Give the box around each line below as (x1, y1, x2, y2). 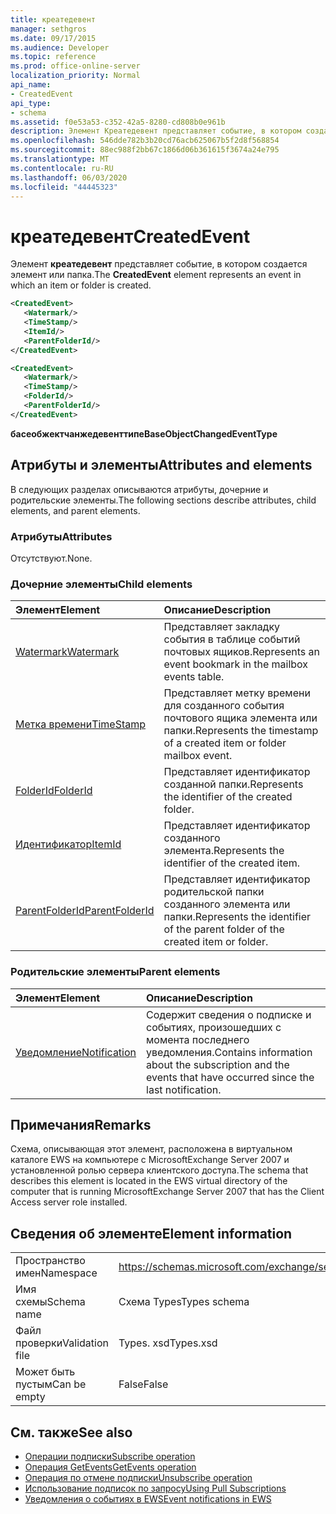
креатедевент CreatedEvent (10, 225, 251, 248)
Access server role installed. (10, 1196, 128, 1208)
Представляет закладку (163, 620, 281, 634)
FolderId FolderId (15, 784, 93, 798)
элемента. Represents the (163, 844, 285, 858)
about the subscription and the (146, 1057, 290, 1071)
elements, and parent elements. (10, 504, 141, 516)
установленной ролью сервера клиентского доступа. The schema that (10, 1164, 309, 1176)
